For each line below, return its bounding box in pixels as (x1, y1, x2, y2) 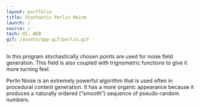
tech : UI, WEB (6, 31, 42, 37)
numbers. (6, 96, 30, 103)
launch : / (6, 20, 31, 26)
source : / (6, 25, 31, 32)
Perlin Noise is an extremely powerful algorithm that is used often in (6, 77, 173, 84)
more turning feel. (6, 66, 51, 72)
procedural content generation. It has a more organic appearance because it (6, 84, 194, 90)
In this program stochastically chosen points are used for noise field (6, 53, 173, 60)
